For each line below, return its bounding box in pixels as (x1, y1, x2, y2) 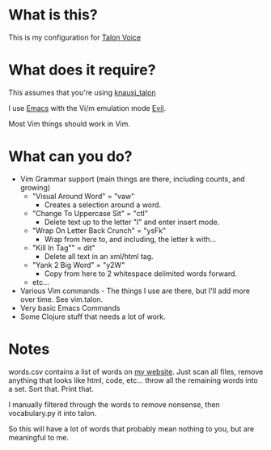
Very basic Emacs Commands (19, 303, 121, 312)
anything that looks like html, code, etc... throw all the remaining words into (8, 375, 259, 385)
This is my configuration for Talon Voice (8, 32, 142, 42)
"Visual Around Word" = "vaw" (32, 191, 135, 201)
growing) (19, 182, 51, 192)
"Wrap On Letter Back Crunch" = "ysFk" (32, 225, 167, 236)
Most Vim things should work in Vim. (8, 119, 131, 129)
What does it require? (8, 61, 156, 79)
